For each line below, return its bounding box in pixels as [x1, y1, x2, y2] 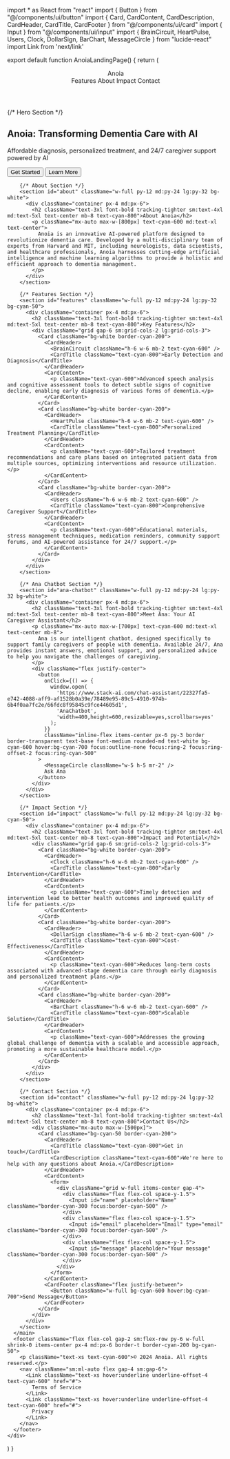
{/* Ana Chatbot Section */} [19, 580, 103, 587]
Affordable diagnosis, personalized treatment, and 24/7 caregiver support [7, 146, 217, 155]
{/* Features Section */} [19, 291, 94, 297]
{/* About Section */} [19, 182, 85, 189]
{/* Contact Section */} [19, 1088, 91, 1095]
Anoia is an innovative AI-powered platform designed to [37, 231, 205, 237]
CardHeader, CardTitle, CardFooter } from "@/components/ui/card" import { [7, 21, 222, 28]
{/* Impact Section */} [19, 804, 88, 811]
